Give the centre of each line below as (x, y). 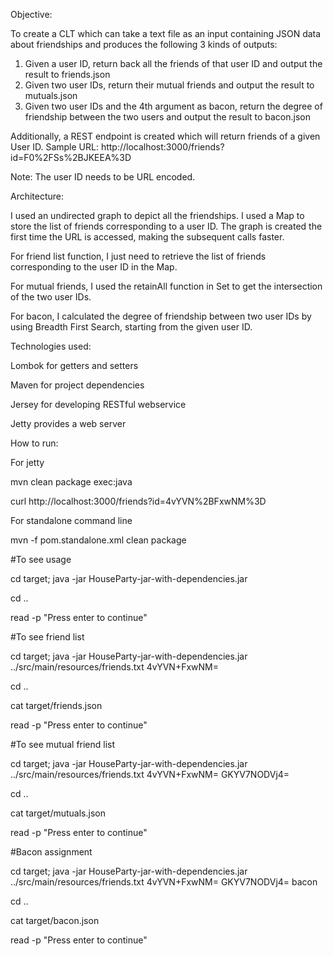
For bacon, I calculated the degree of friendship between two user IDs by (161, 316)
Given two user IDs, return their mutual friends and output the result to (169, 85)
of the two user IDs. (51, 297)
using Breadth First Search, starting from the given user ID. (131, 327)
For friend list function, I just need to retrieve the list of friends (138, 256)
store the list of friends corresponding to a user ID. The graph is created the (166, 226)
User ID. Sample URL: (54, 147)
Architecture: (37, 196)
